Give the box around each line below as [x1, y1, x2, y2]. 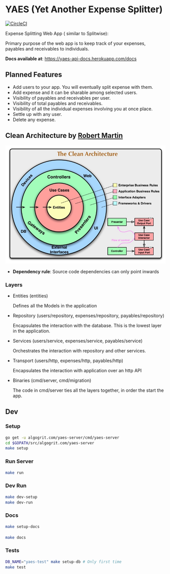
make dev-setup [5, 494, 38, 499]
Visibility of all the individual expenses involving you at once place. [12, 106, 153, 112]
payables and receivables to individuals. [5, 45, 90, 52]
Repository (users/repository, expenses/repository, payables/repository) [12, 313, 164, 319]
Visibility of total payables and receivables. [12, 100, 103, 106]
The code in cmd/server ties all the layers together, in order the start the [12, 387, 164, 394]
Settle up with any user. [12, 111, 63, 117]
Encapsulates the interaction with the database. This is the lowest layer [12, 323, 162, 329]
